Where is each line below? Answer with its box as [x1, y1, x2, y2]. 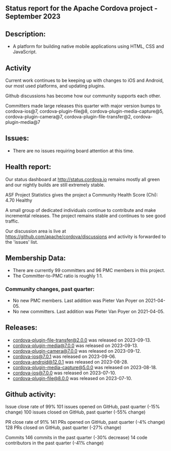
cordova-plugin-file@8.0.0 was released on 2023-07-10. [12, 375, 132, 381]
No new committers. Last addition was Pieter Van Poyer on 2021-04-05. [12, 308, 165, 314]
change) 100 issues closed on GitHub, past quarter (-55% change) [5, 409, 146, 416]
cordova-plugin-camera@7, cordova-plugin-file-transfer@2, [5, 114, 132, 120]
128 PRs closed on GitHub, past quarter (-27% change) [5, 424, 122, 431]
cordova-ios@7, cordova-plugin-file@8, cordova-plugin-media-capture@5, [5, 108, 164, 115]
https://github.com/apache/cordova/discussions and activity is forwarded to [5, 233, 166, 240]
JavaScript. [12, 49, 37, 55]
